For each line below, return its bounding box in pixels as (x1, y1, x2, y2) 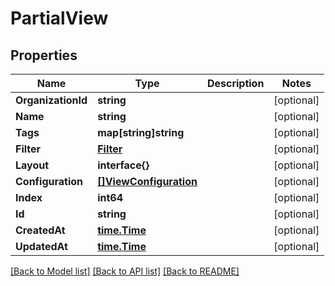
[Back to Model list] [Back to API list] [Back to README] (10, 265, 240, 277)
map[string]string (97, 126, 185, 139)
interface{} (97, 158, 150, 172)
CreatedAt (15, 223, 66, 237)
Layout (15, 158, 50, 172)
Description (206, 77, 265, 90)
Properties (10, 47, 78, 64)
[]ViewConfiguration (97, 175, 198, 188)
